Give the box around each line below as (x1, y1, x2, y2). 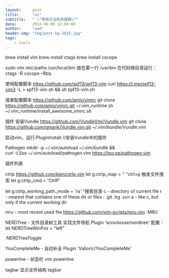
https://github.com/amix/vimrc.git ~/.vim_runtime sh (5, 102, 114, 109)
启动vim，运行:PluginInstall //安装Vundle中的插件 (5, 134, 107, 141)
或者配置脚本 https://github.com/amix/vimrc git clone (5, 97, 116, 103)
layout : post (5, 7, 42, 13)
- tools (14, 40, 30, 45)
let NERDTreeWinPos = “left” (5, 225, 65, 231)
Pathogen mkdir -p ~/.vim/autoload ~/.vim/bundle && (5, 145, 115, 151)
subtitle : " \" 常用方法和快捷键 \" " (5, 17, 79, 22)
